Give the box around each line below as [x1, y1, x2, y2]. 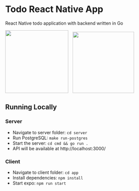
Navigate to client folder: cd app [12, 169, 79, 175]
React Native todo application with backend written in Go [5, 20, 123, 26]
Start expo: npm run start [12, 180, 66, 186]
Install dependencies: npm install [12, 174, 83, 180]
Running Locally [5, 103, 57, 112]
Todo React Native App [5, 4, 103, 15]
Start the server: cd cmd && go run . [12, 140, 89, 146]
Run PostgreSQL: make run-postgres [12, 135, 88, 141]
